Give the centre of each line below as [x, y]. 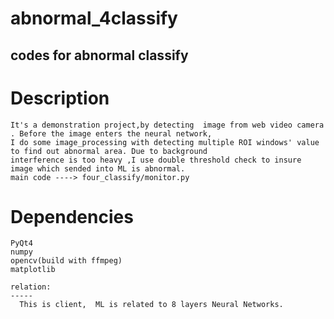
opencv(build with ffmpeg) [66, 261]
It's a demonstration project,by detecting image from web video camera [167, 125]
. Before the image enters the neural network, [111, 133]
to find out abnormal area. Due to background [109, 151]
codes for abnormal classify [99, 55]
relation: [31, 287]
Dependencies [72, 216]
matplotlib [33, 270]
